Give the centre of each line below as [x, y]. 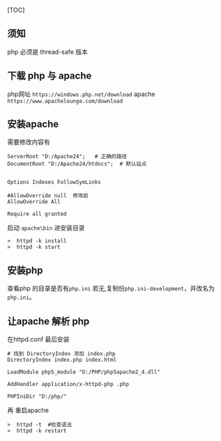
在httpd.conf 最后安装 [38, 339]
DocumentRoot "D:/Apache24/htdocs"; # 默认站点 [77, 164]
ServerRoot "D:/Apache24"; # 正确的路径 [67, 157]
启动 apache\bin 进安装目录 [46, 228]
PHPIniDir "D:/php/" [37, 396]
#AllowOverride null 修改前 [48, 196]
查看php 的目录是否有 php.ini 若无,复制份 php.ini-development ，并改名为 [111, 288]
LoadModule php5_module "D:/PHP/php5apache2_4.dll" [84, 372]
